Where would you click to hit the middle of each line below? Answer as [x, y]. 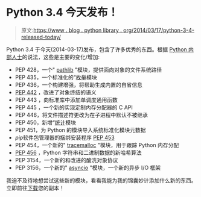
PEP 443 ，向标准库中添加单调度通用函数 [66, 99]
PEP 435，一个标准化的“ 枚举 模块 [56, 77]
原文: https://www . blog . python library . [72, 30]
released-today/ [41, 37]
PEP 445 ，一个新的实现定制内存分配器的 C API [74, 107]
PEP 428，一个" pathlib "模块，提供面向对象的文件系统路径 [88, 69]
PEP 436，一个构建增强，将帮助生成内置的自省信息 [79, 84]
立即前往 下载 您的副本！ [35, 188]
